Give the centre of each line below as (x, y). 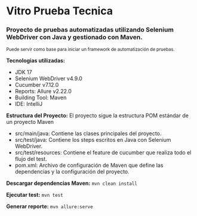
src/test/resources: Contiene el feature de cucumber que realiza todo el (103, 153)
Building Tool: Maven (41, 98)
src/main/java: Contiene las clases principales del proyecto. (88, 133)
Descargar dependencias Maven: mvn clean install (72, 183)
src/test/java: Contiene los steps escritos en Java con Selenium (93, 140)
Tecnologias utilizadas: (36, 60)
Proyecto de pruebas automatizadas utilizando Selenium (90, 30)
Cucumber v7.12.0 (37, 85)
